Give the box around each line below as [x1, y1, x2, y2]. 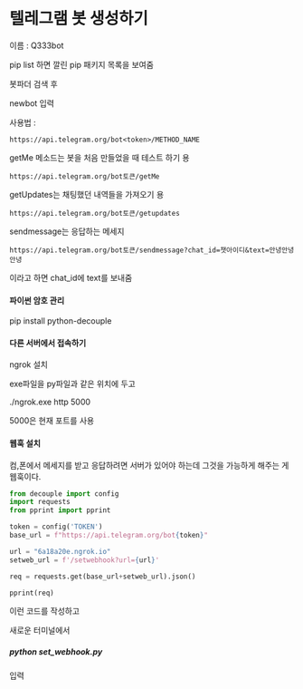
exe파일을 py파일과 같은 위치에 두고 [9, 378, 136, 390]
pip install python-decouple [9, 315, 112, 326]
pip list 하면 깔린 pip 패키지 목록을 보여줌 [9, 59, 154, 70]
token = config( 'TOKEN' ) [9, 522, 103, 531]
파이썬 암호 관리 [9, 295, 65, 306]
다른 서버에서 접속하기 [9, 337, 87, 348]
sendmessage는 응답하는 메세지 [9, 226, 125, 237]
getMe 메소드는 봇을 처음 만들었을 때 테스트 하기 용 [9, 151, 190, 163]
